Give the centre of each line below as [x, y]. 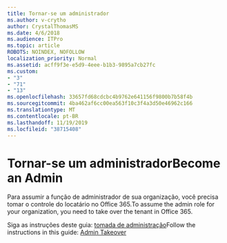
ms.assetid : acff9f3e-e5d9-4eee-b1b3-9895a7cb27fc [81, 65]
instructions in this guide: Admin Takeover [67, 233]
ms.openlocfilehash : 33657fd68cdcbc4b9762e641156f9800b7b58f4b [100, 97]
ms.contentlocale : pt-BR [43, 116]
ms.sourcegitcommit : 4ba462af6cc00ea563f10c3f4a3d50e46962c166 [100, 104]
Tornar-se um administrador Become [114, 163]
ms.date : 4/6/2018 [33, 33]
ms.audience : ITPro [35, 39]
